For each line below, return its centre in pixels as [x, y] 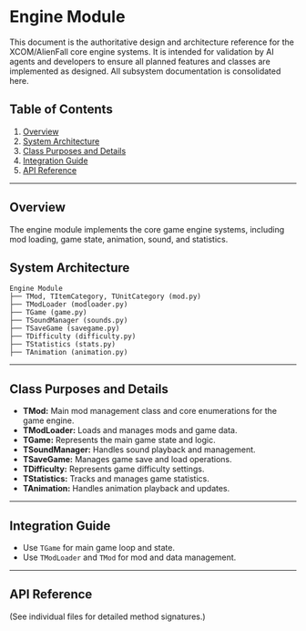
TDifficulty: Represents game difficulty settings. [113, 469]
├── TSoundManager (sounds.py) [69, 321]
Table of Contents [61, 110]
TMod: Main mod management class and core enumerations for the [150, 411]
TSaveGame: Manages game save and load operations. [127, 460]
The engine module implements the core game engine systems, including [147, 229]
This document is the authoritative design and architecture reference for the [152, 42]
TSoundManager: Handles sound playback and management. [139, 450]
